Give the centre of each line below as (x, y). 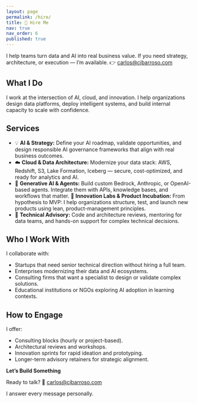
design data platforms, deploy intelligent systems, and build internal (88, 103)
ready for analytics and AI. (47, 177)
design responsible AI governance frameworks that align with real (95, 149)
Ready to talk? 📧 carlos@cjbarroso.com (54, 382)
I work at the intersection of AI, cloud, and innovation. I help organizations (96, 97)
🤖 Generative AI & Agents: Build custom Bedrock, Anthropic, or (92, 183)
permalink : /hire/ (29, 17)
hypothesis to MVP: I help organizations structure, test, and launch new (101, 202)
